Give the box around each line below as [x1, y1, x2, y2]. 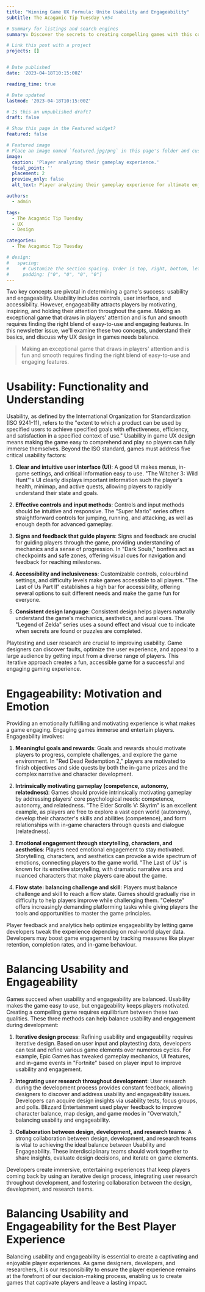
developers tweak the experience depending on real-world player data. [6, 928, 185, 936]
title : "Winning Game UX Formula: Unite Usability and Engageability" [6, 9, 190, 15]
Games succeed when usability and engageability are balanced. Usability [6, 995, 191, 1003]
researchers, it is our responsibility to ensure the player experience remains [6, 1266, 196, 1273]
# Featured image [6, 142, 51, 148]
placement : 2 [12, 170, 45, 177]
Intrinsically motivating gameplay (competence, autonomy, [15, 782, 169, 790]
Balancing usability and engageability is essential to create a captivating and [6, 1253, 198, 1260]
